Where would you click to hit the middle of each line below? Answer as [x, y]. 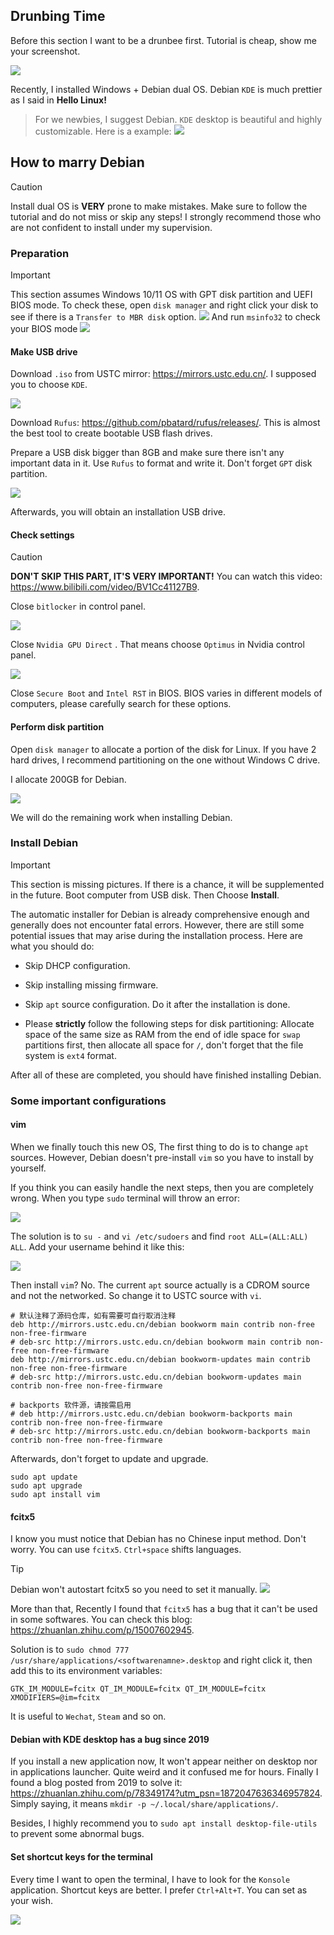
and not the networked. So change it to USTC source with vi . [136, 1295]
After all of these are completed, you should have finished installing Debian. [166, 1075]
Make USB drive [44, 351]
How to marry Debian [77, 162]
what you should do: [52, 946]
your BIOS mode [44, 328]
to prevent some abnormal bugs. [77, 1834]
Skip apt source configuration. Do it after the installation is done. [157, 1004]
